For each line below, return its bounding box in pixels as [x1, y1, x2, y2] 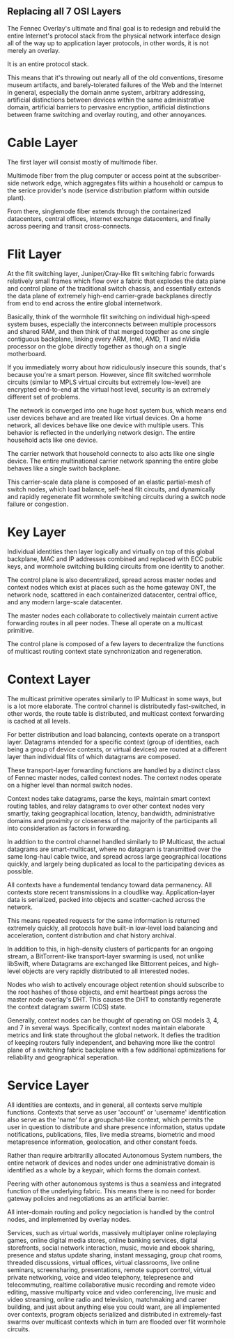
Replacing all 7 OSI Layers [7, 6, 122, 17]
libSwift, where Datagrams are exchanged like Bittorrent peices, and [7, 959, 203, 967]
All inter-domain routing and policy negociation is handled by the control [7, 1207, 214, 1216]
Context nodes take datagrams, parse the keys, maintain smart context [7, 794, 211, 802]
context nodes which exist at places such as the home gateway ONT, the [7, 583, 217, 591]
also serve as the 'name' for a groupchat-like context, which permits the [7, 1115, 214, 1124]
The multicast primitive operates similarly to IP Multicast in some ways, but [7, 694, 222, 703]
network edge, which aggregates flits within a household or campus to [20, 178, 224, 187]
